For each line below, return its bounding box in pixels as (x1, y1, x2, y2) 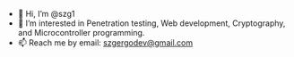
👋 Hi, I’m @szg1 (17, 9, 75, 19)
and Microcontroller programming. (17, 28, 145, 37)
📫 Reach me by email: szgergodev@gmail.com (17, 37, 194, 48)
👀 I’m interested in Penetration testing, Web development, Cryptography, (17, 18, 286, 28)
